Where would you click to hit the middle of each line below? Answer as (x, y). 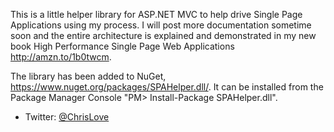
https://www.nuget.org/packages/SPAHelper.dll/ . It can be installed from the (167, 87)
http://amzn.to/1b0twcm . (61, 57)
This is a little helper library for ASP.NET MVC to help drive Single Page (156, 14)
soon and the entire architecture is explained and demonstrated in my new (163, 35)
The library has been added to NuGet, (88, 76)
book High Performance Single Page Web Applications (122, 46)
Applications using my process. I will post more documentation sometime (161, 25)
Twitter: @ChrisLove (67, 117)
